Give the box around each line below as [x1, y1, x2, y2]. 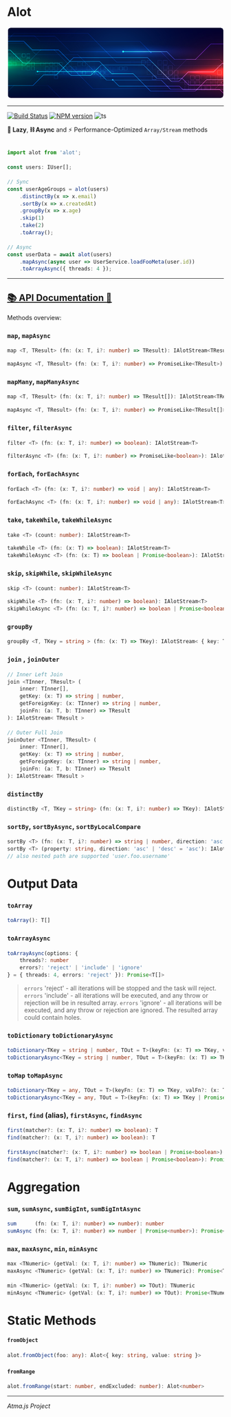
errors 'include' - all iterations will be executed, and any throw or [23, 991, 208, 999]
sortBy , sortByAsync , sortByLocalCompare [7, 821, 141, 831]
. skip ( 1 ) [19, 215, 45, 222]
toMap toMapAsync [7, 1071, 63, 1080]
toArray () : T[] [7, 917, 51, 924]
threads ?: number [19, 957, 69, 964]
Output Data [7, 876, 78, 892]
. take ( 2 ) [19, 222, 45, 229]
